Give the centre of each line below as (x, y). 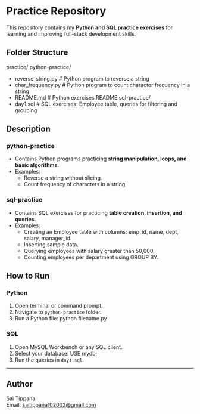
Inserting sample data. (51, 244)
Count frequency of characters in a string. (75, 184)
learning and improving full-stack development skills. (71, 33)
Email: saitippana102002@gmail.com (51, 404)
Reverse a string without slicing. (63, 178)
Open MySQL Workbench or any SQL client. (69, 347)
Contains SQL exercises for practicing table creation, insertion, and (99, 212)
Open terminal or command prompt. (59, 306)
